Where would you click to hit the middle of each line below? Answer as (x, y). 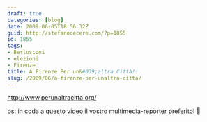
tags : (15, 46)
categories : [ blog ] (36, 20)
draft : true (24, 14)
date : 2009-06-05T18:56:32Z (48, 26)
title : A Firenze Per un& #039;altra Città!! (73, 71)
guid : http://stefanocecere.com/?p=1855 (67, 33)
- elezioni (23, 59)
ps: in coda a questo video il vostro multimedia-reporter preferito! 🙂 (104, 111)
